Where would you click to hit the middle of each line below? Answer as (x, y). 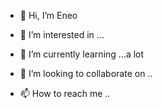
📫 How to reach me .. (65, 93)
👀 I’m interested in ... (62, 34)
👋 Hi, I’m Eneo (48, 15)
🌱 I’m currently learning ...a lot (82, 54)
